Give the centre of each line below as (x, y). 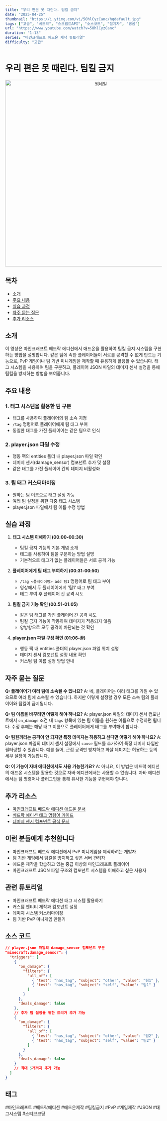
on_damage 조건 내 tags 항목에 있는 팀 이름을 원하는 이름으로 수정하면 (85, 720)
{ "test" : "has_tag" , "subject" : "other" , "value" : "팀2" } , (96, 1036)
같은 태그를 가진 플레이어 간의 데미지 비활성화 (56, 469)
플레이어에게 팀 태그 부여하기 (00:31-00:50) (56, 571)
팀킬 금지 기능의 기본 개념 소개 (49, 548)
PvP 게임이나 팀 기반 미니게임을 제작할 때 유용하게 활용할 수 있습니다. (86, 361)
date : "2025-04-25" (25, 14)
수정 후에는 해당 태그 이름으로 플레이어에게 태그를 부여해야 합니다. (75, 727)
